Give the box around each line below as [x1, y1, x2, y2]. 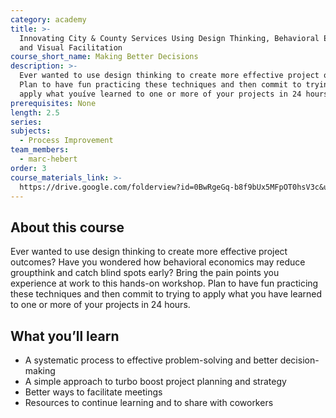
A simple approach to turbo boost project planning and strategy [24, 376, 287, 387]
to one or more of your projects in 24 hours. [10, 299, 191, 311]
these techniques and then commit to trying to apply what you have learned [10, 288, 323, 300]
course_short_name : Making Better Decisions [10, 52, 199, 62]
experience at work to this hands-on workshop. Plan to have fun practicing [10, 277, 319, 290]
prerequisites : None [10, 98, 97, 108]
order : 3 [10, 163, 47, 173]
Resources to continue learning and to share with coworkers [24, 397, 274, 408]
